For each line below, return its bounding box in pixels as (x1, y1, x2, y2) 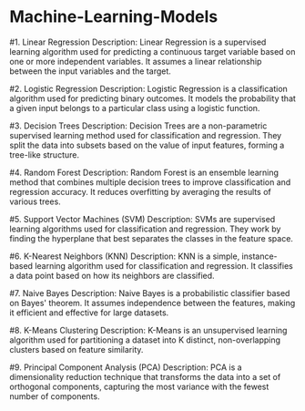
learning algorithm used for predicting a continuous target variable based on (9, 46, 296, 57)
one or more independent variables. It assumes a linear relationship (9, 56, 262, 67)
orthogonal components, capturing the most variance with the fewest (9, 381, 269, 392)
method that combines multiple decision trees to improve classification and (9, 176, 291, 188)
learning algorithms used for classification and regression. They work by (9, 223, 281, 234)
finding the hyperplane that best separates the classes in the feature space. (9, 232, 294, 243)
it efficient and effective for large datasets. (9, 307, 169, 318)
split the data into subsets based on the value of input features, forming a (9, 139, 285, 150)
